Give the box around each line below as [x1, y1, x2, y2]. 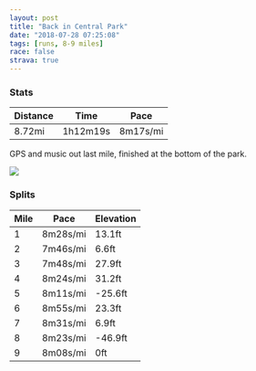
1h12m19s [62, 125, 111, 138]
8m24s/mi [42, 271, 87, 284]
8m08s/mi [42, 346, 87, 359]
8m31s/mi [42, 316, 87, 329]
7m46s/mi [42, 242, 87, 255]
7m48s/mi [42, 257, 87, 270]
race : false [9, 48, 55, 57]
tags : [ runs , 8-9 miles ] [9, 38, 104, 48]
